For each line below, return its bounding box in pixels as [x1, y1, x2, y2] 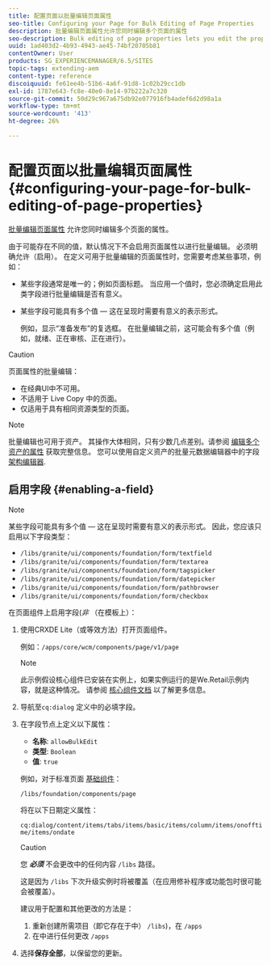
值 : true [31, 756, 59, 766]
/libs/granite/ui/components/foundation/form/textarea [19, 557, 209, 566]
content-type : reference [8, 72, 92, 80]
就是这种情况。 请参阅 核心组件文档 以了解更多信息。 [34, 684, 211, 694]
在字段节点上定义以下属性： [19, 719, 113, 729]
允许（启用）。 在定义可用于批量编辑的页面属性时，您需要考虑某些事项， [15, 252, 254, 261]
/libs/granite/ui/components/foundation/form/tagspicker [19, 566, 216, 574]
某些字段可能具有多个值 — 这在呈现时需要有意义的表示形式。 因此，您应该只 [8, 521, 262, 531]
